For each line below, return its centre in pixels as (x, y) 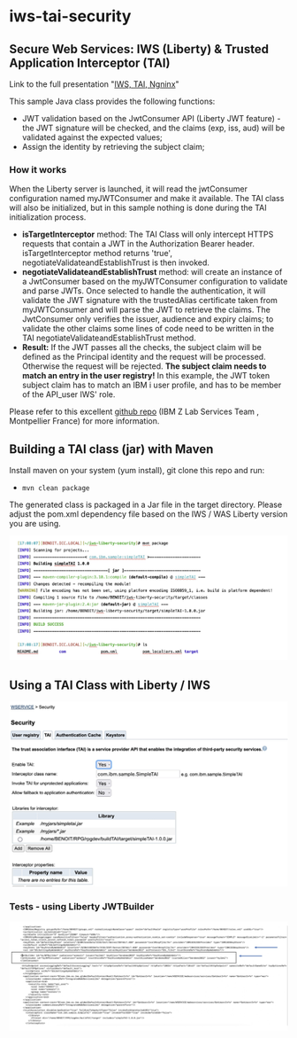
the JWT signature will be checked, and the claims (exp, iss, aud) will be (153, 128)
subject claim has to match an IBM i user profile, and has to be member (152, 385)
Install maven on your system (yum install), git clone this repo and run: (137, 471)
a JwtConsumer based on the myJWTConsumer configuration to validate (155, 282)
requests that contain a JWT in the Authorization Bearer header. (138, 244)
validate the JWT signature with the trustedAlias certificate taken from (150, 300)
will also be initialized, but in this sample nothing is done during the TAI (138, 208)
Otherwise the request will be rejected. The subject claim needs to (144, 366)
